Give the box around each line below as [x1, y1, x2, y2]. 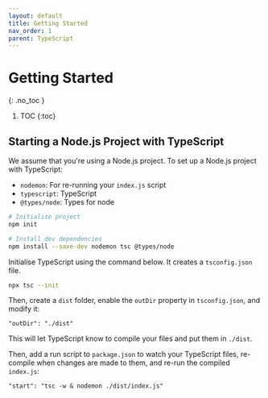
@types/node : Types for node [19, 197, 115, 206]
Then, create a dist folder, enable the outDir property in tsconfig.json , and [8, 296, 260, 305]
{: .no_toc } [8, 96, 45, 106]
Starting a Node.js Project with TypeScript [8, 135, 225, 148]
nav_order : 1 [8, 27, 52, 35]
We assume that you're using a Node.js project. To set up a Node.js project [8, 156, 257, 165]
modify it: [8, 304, 40, 314]
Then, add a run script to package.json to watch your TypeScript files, [8, 350, 239, 359]
